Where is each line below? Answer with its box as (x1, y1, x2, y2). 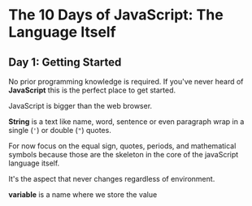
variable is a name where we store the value (8, 190, 158, 200)
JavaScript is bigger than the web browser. (8, 101, 153, 110)
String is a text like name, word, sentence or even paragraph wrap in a (8, 117, 245, 127)
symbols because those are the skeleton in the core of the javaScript (8, 150, 239, 159)
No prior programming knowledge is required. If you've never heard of (8, 77, 244, 86)
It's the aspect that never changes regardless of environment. (8, 174, 215, 183)
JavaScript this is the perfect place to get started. (8, 85, 176, 95)
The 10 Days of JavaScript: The (8, 6, 224, 24)
